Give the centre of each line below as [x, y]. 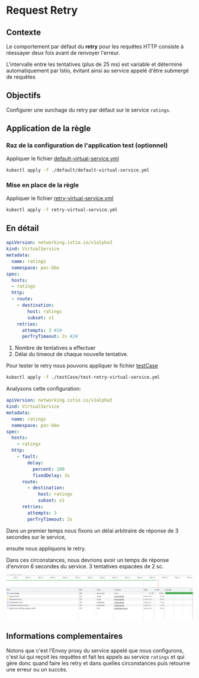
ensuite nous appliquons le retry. [46, 548]
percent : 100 [49, 469]
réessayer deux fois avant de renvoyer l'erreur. [63, 53]
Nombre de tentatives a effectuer [55, 348]
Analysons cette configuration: [44, 389]
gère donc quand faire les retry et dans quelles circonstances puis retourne [98, 663]
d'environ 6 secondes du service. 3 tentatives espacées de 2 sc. [85, 566]
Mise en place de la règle [43, 185]
